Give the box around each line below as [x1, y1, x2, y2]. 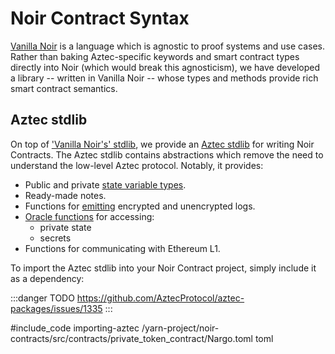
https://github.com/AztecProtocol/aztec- [76, 292, 245, 304]
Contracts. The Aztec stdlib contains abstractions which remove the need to [10, 148, 324, 161]
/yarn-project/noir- [141, 322, 220, 334]
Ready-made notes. [24, 189, 107, 201]
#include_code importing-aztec [10, 322, 140, 334]
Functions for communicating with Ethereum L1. [24, 242, 221, 254]
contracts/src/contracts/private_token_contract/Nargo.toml [10, 332, 253, 344]
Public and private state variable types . [24, 178, 187, 191]
